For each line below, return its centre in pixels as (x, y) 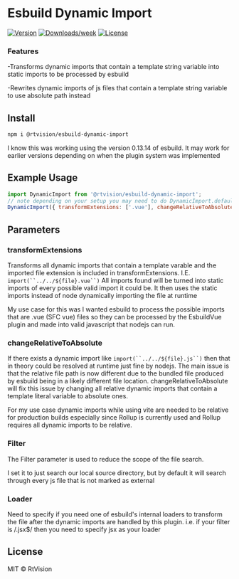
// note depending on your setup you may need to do (87, 201)
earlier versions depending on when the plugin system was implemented (114, 155)
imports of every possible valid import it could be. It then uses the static (112, 288)
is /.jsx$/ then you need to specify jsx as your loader (84, 529)
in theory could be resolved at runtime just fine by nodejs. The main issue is (118, 366)
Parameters (34, 229)
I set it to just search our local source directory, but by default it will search (117, 473)
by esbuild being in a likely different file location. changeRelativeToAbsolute (118, 381)
